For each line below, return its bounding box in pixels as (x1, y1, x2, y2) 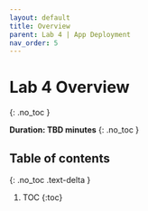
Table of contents (9, 151, 110, 166)
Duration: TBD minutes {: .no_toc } (9, 124, 140, 135)
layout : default (9, 13, 70, 23)
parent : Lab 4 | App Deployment (9, 30, 131, 39)
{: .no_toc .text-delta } (9, 175, 91, 185)
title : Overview (9, 22, 70, 31)
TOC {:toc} (22, 192, 63, 203)
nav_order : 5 (9, 38, 59, 48)
